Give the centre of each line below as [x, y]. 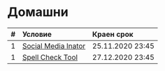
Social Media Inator [54, 46]
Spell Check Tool [50, 57]
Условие [37, 34]
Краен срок [113, 34]
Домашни [38, 12]
